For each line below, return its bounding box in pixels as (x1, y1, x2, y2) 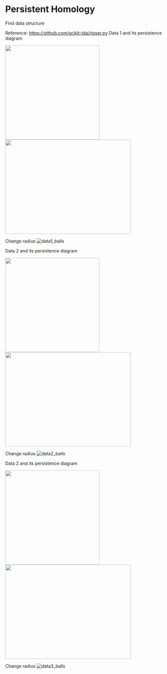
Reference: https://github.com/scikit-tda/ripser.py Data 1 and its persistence (5, 30, 162, 36)
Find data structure (5, 20, 45, 26)
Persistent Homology (5, 4, 95, 15)
